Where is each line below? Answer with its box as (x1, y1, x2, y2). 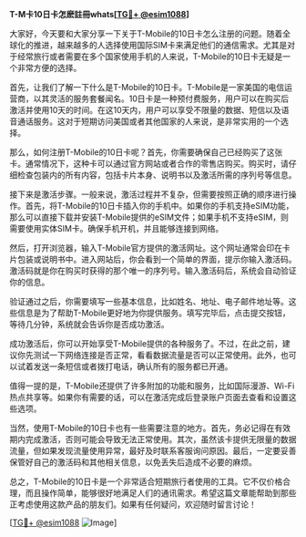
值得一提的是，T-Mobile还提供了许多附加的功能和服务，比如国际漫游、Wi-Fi (9, 380, 295, 391)
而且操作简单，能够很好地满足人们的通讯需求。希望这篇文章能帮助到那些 (25, 488, 297, 498)
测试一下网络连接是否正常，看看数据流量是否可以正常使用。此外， (33, 350, 280, 360)
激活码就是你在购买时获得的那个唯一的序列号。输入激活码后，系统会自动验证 (9, 265, 297, 276)
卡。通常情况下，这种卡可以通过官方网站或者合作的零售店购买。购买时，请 (9, 159, 289, 169)
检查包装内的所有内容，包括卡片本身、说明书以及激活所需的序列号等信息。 (16, 170, 297, 181)
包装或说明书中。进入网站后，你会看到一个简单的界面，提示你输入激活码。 (16, 254, 297, 264)
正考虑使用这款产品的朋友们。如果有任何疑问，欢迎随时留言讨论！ (9, 499, 257, 510)
